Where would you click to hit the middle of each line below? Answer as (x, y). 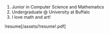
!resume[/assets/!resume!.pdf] (35, 26)
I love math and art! (31, 17)
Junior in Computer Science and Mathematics (58, 7)
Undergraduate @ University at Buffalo (51, 12)
